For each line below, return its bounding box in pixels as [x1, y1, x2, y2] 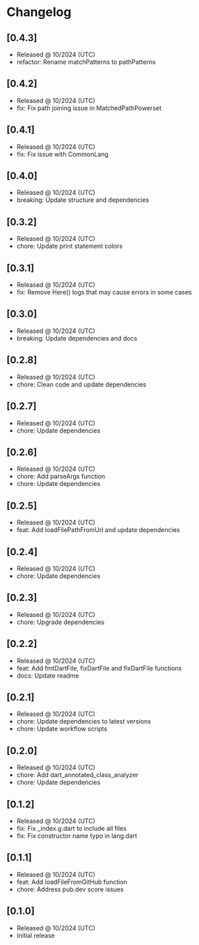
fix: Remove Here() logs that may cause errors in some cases [16, 288, 192, 297]
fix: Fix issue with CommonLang [16, 150, 109, 158]
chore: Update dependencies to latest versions [16, 717, 151, 726]
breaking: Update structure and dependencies [16, 196, 150, 204]
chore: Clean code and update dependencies [16, 380, 147, 389]
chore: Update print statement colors [16, 242, 123, 251]
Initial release [16, 931, 55, 939]
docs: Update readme [16, 671, 79, 680]
